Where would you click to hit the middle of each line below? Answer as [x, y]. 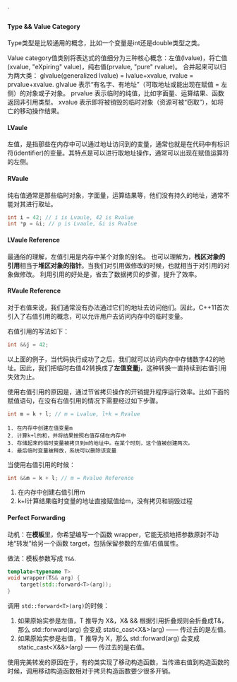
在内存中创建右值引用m [51, 492]
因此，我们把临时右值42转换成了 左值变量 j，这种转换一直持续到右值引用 [123, 368]
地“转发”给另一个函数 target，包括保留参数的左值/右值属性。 [95, 543]
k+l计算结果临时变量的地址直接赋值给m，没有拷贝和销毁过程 [105, 501]
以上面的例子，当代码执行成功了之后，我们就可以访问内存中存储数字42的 [113, 359]
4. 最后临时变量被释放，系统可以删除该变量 [62, 451]
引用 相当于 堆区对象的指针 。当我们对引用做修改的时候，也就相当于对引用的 [115, 265]
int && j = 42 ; [28, 345]
